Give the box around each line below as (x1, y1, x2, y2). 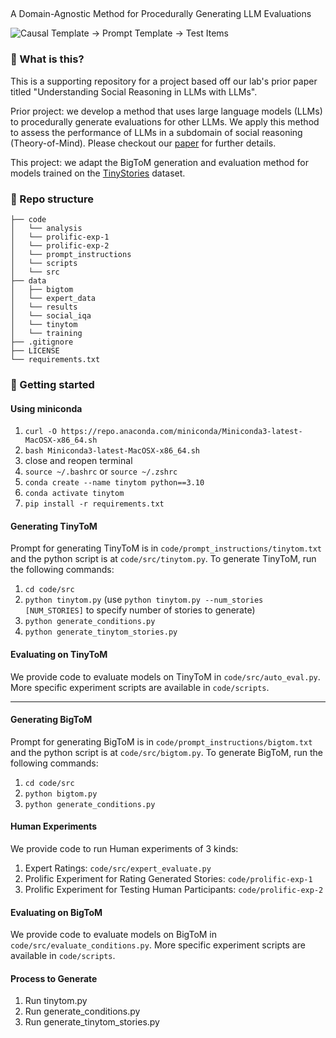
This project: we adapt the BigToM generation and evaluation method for (10, 156, 309, 168)
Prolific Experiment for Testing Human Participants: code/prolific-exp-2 (24, 883, 324, 895)
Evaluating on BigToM (10, 906, 103, 918)
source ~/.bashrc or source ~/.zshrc (24, 465, 178, 478)
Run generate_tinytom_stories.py (24, 1016, 160, 1028)
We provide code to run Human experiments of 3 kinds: (10, 842, 239, 854)
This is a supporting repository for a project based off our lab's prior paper (10, 75, 318, 87)
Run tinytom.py (24, 995, 88, 1007)
